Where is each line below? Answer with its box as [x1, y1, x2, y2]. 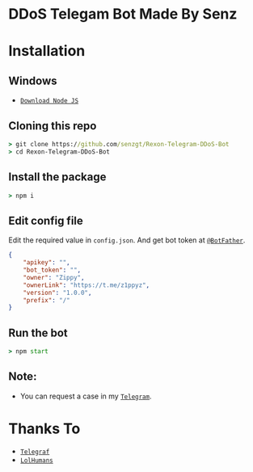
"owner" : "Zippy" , [23, 273, 85, 281]
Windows [8, 74, 57, 87]
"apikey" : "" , [23, 259, 70, 267]
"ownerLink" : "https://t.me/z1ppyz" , [23, 280, 150, 289]
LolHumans [19, 456, 54, 465]
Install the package [8, 171, 107, 184]
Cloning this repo [8, 119, 97, 133]
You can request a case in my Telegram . [19, 391, 152, 401]
